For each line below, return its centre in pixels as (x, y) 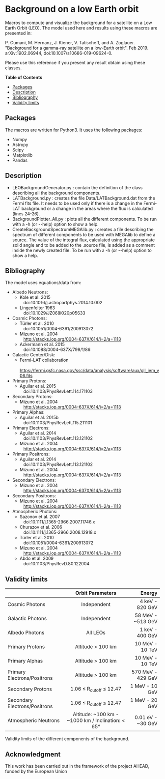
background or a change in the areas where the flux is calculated (87, 208)
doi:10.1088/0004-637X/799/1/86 (57, 349)
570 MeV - (144, 672)
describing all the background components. (56, 193)
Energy (149, 593)
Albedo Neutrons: (30, 292)
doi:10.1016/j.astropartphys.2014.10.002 (63, 303)
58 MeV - (146, 615)
